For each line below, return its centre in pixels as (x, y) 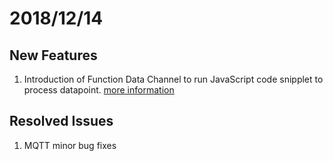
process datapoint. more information (99, 90)
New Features (53, 55)
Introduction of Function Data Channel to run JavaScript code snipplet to (173, 79)
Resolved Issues (61, 121)
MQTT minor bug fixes (70, 145)
